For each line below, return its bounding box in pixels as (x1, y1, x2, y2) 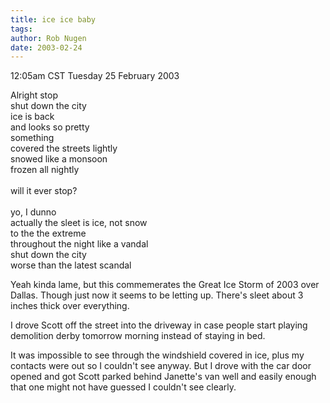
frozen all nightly (10, 164, 80, 176)
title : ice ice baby (10, 14, 97, 25)
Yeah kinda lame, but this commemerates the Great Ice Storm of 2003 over (10, 279, 320, 291)
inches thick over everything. (10, 300, 130, 312)
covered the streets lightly (10, 142, 118, 155)
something (10, 132, 55, 144)
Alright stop (10, 89, 59, 101)
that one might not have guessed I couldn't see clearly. (10, 381, 237, 393)
